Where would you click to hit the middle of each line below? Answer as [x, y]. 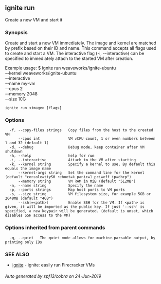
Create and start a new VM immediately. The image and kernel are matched [81, 43]
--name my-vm [20, 84]
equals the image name [28, 169]
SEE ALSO [17, 254]
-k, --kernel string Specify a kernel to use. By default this [82, 164]
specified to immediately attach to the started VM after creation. [69, 58]
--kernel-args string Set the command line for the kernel [81, 173]
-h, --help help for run [52, 156]
